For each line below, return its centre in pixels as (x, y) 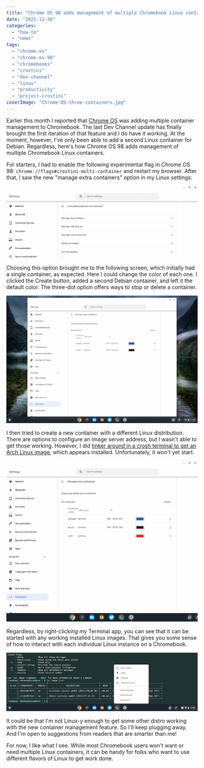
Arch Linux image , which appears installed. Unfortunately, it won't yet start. (100, 452)
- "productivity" (34, 90)
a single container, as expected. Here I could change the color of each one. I (102, 274)
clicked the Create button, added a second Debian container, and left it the (100, 280)
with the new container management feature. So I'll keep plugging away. (97, 727)
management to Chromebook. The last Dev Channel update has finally (94, 127)
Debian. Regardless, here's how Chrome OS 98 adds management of (93, 146)
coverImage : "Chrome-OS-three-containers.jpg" (66, 103)
